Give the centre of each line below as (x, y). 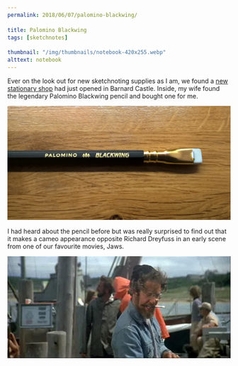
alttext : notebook (34, 60)
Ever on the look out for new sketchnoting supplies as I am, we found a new (118, 81)
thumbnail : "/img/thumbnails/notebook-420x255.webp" (87, 52)
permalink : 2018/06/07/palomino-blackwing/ (73, 15)
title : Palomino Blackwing (47, 30)
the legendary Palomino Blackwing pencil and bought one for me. (103, 96)
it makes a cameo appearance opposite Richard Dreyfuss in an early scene (117, 239)
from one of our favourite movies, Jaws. (66, 246)
